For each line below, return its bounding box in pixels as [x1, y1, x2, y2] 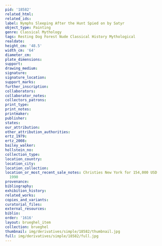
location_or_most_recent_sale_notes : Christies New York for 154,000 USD [5, 170, 158, 175]
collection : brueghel [5, 225, 49, 229]
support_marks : [5, 79, 36, 84]
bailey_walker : [5, 143, 36, 148]
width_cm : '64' [5, 48, 36, 53]
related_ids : [5, 16, 32, 21]
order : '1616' [5, 215, 34, 221]
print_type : [5, 102, 29, 107]
